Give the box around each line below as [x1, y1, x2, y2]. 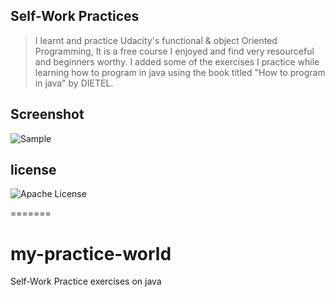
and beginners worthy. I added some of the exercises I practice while [34, 55, 320, 68]
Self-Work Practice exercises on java [10, 275, 162, 288]
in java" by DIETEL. [34, 77, 114, 89]
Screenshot [10, 106, 85, 123]
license [10, 162, 57, 179]
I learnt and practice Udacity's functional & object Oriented [34, 34, 278, 46]
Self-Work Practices [10, 8, 140, 25]
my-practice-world [10, 242, 172, 265]
